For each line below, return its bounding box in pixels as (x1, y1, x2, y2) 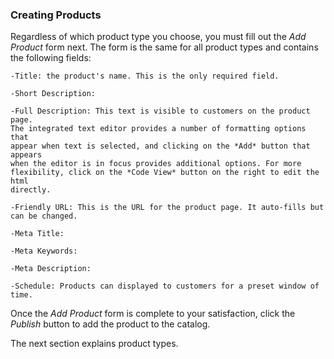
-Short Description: (10, 89, 97, 99)
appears (10, 150, 43, 160)
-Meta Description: (10, 264, 92, 274)
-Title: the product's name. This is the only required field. (10, 71, 280, 82)
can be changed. (10, 211, 78, 222)
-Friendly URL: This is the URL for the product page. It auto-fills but (10, 203, 325, 213)
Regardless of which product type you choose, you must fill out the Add (10, 31, 307, 43)
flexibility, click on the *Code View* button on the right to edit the (10, 168, 320, 178)
